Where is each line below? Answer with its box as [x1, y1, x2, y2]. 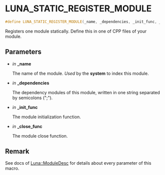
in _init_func [12, 104, 38, 110]
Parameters [5, 48, 42, 56]
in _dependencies [12, 80, 50, 86]
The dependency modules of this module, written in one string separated [12, 89, 161, 95]
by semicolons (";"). [12, 95, 53, 101]
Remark [5, 147, 29, 156]
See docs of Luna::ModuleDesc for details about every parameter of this [5, 160, 151, 166]
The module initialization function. [12, 114, 81, 120]
